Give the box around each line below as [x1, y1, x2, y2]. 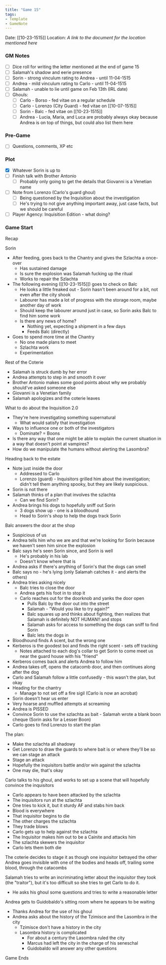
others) [12, 574, 27, 580]
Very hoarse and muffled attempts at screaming [12, 701, 110, 707]
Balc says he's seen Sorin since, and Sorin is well [12, 548, 113, 554]
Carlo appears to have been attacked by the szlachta [12, 792, 120, 798]
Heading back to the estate [5, 455, 60, 461]
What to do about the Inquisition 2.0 [5, 405, 78, 411]
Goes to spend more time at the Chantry [12, 333, 95, 340]
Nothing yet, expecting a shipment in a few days [27, 323, 126, 329]
